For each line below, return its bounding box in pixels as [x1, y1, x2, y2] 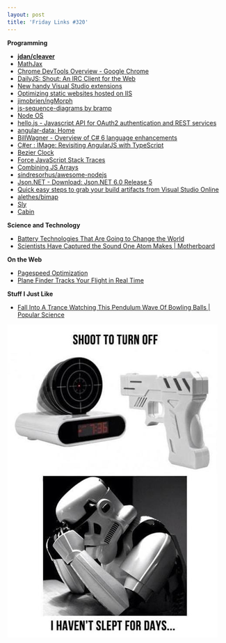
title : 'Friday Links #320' [7, 18, 89, 26]
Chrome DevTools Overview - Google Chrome [17, 67, 150, 75]
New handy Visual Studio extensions [17, 81, 123, 90]
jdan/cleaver [17, 52, 56, 61]
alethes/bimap [17, 192, 59, 201]
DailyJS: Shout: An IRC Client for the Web [17, 74, 136, 83]
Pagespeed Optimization [17, 269, 88, 277]
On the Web [7, 255, 42, 264]
